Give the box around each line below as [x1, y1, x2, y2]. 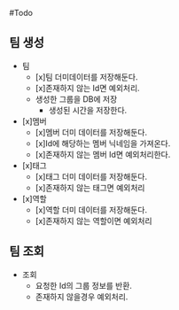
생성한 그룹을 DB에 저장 [35, 93, 118, 105]
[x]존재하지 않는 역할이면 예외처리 [35, 215, 152, 226]
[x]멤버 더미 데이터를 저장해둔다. [35, 127, 148, 137]
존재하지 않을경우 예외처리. [35, 291, 128, 302]
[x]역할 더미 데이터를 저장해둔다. [35, 204, 148, 215]
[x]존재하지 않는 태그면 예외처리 [35, 182, 145, 193]
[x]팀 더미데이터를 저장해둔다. [35, 71, 138, 82]
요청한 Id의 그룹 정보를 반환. [35, 280, 133, 291]
